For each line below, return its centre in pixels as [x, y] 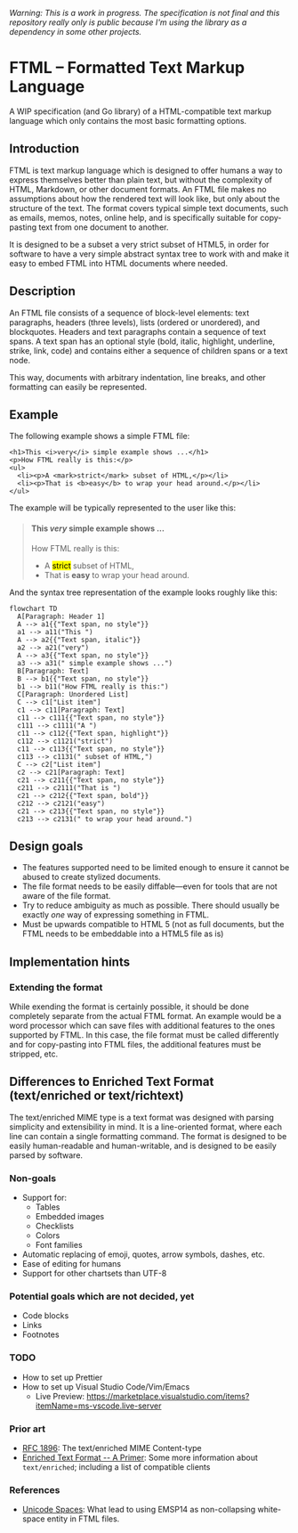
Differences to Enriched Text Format [112, 1082]
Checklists [54, 1226]
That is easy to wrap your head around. [117, 575]
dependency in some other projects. [76, 32]
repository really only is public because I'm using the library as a [128, 22]
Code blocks [45, 1316]
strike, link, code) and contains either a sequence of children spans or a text [149, 350]
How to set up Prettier [62, 1377]
